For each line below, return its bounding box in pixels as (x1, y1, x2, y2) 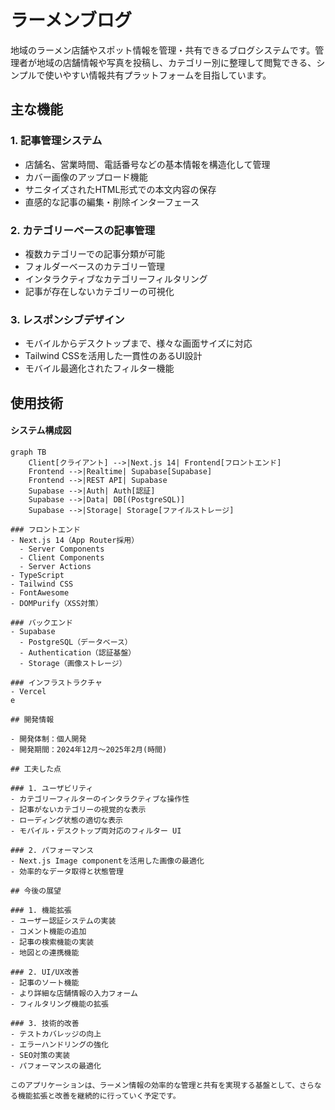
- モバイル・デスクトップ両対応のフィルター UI (10, 826, 182, 836)
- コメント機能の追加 (10, 926, 87, 936)
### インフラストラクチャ (10, 677, 103, 688)
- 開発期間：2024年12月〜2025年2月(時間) (10, 744, 168, 755)
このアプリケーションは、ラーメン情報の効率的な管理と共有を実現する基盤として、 (10, 1080, 300, 1090)
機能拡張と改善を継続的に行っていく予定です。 (17, 1091, 181, 1101)
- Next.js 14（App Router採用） (10, 535, 140, 545)
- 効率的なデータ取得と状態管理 (10, 866, 124, 876)
